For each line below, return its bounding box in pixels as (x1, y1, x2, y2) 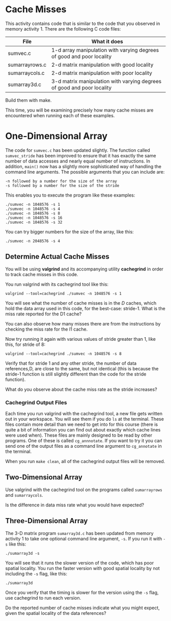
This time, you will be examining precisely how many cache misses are (5, 107, 154, 113)
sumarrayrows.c (8, 61, 47, 68)
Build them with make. (5, 97, 52, 103)
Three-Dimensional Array (5, 517, 88, 525)
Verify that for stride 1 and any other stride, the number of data (5, 360, 137, 366)
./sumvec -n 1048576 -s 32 (5, 220, 63, 225)
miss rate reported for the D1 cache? (5, 311, 82, 317)
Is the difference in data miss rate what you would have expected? (5, 502, 144, 508)
